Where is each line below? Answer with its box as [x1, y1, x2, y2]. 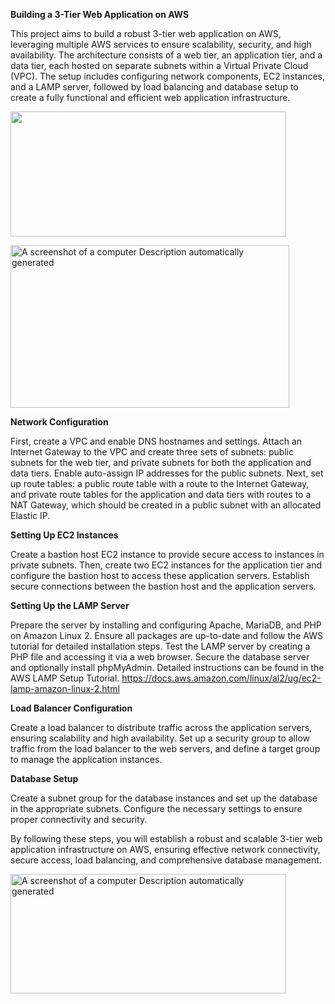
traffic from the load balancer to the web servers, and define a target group [10, 743, 321, 755]
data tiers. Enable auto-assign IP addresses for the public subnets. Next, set [10, 467, 324, 479]
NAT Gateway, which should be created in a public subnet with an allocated [10, 499, 322, 511]
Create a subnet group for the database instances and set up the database [10, 792, 318, 804]
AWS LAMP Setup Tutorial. [10, 672, 120, 684]
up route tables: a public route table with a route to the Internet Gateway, [10, 478, 310, 490]
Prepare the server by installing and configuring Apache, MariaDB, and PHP [10, 619, 322, 631]
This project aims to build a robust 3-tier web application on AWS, [10, 28, 282, 39]
